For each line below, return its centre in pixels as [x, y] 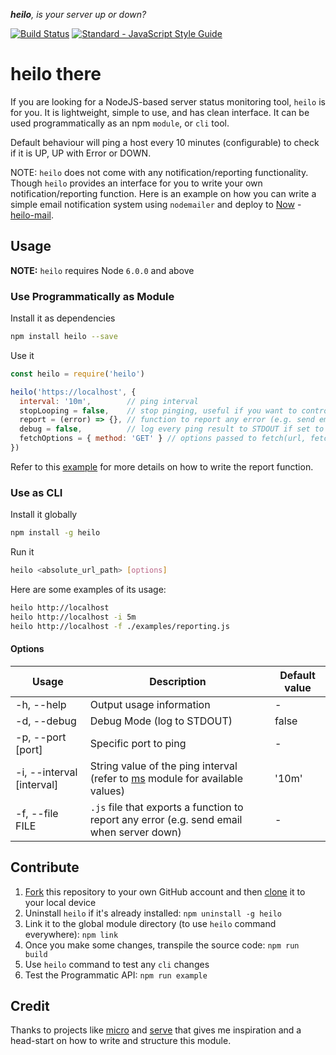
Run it [22, 552]
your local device [60, 902]
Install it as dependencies [63, 318]
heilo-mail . [32, 215]
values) [107, 791]
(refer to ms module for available [166, 778]
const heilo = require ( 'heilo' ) [77, 374]
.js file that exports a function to [166, 807]
